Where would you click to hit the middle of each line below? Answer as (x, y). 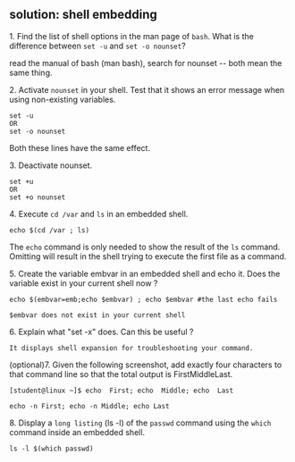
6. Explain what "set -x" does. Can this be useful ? (101, 332)
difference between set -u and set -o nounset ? (97, 46)
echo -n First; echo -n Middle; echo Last (89, 406)
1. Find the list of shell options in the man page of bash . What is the (132, 36)
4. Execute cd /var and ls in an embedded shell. (99, 214)
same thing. (31, 72)
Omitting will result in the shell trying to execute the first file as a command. (148, 256)
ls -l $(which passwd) (51, 449)
